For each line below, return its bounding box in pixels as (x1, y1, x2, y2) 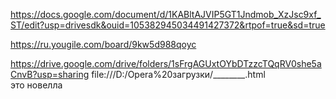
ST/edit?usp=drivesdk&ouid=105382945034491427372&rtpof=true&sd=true (10, 19, 326, 31)
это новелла (10, 79, 63, 91)
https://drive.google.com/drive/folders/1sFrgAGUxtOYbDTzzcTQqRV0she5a (10, 58, 322, 69)
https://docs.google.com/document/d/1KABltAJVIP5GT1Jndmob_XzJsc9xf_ (10, 9, 322, 20)
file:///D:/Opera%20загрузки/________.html (91, 69, 266, 80)
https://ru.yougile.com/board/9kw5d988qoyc (10, 39, 197, 50)
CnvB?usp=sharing (10, 69, 90, 80)
